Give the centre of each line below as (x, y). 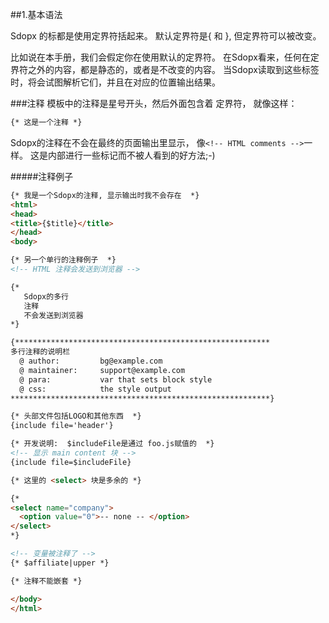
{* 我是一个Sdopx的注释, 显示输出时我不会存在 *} (105, 195)
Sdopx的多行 (46, 296)
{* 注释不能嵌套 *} (46, 581)
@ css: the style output (95, 389)
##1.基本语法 (36, 14)
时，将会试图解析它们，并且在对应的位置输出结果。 (115, 82)
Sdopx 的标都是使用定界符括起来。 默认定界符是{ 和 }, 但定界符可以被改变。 (166, 36)
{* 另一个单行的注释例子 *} (63, 260)
